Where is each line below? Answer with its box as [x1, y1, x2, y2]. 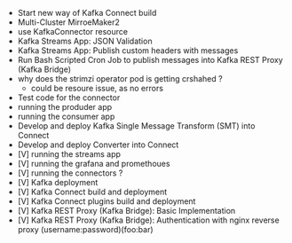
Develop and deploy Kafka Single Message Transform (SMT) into [17, 121, 256, 131]
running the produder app [17, 102, 113, 112]
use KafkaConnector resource [17, 27, 129, 36]
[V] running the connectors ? [17, 168, 123, 178]
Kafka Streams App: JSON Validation [17, 35, 153, 46]
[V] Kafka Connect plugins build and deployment [17, 196, 196, 207]
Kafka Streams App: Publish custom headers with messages [17, 45, 239, 56]
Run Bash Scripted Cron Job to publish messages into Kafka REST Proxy [17, 55, 284, 65]
